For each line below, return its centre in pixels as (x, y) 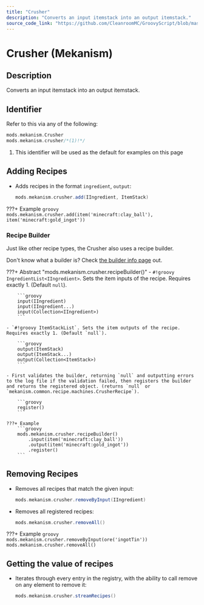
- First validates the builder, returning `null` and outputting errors (100, 375)
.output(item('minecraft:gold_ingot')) (79, 445)
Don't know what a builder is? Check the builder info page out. (84, 260)
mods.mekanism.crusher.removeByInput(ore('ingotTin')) (77, 540)
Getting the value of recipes (60, 563)
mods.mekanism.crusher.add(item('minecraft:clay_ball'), (80, 214)
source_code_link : (29, 23)
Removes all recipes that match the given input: (74, 488)
